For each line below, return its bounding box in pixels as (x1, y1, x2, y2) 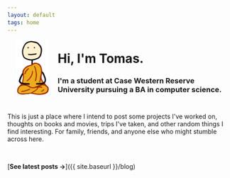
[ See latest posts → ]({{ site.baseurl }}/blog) (7, 162, 136, 170)
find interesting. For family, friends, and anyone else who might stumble (7, 127, 217, 135)
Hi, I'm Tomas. (57, 50, 144, 67)
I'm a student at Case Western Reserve (57, 75, 195, 85)
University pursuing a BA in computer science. (57, 84, 222, 94)
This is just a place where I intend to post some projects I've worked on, (7, 112, 218, 121)
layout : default (7, 11, 55, 18)
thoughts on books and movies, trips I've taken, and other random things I (7, 119, 224, 128)
